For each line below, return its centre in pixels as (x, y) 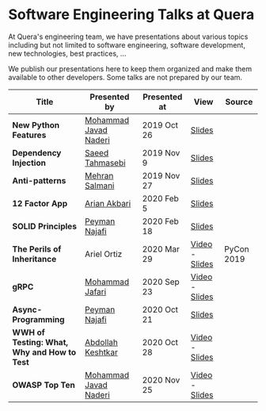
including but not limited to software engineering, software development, (127, 44)
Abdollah (101, 342)
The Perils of (37, 249)
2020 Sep (161, 282)
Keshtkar (101, 352)
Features (29, 135)
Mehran (99, 175)
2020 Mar (161, 249)
